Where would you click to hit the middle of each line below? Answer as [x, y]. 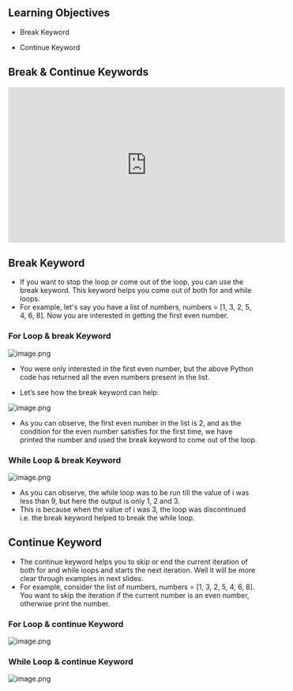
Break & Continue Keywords [79, 72]
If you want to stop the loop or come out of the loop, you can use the [131, 282]
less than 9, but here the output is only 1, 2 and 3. [100, 501]
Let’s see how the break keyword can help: [89, 392]
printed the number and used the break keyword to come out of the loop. [138, 439]
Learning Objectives [59, 13]
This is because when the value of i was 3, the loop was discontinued [133, 509]
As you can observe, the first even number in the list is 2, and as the [130, 422]
